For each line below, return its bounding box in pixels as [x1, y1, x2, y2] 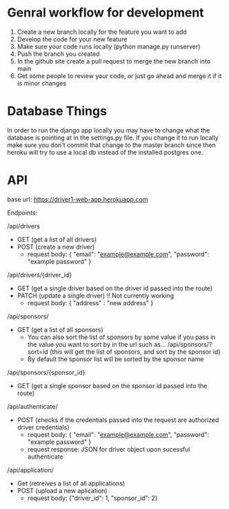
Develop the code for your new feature [17, 35, 128, 43]
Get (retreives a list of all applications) [17, 479, 126, 488]
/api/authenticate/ [7, 402, 58, 410]
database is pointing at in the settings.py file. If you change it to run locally [7, 133, 219, 142]
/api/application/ [7, 465, 54, 474]
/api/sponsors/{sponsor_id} [7, 368, 86, 376]
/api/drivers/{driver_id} [7, 271, 72, 279]
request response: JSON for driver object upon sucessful [27, 445, 190, 453]
